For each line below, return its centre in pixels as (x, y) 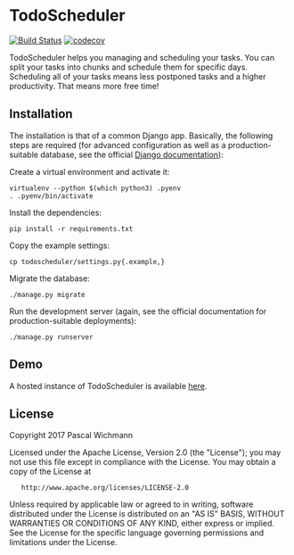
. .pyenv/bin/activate (51, 196)
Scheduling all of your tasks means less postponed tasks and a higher (138, 76)
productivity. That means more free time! (84, 86)
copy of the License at (50, 472)
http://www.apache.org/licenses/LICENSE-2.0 (105, 488)
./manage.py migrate (48, 294)
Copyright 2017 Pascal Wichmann (71, 435)
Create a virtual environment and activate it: (90, 171)
